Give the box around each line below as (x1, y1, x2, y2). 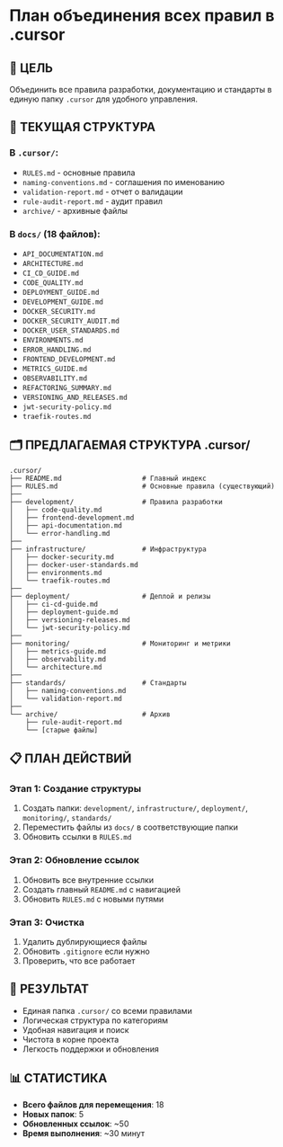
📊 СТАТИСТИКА (9, 1071, 108, 1086)
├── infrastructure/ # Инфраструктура (9, 545, 207, 554)
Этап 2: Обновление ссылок (9, 854, 139, 867)
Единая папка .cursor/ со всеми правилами (22, 1005, 193, 1016)
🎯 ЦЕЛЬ (9, 60, 54, 76)
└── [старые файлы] (25, 725, 99, 734)
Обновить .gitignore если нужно (22, 946, 150, 957)
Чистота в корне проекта (22, 1034, 119, 1045)
